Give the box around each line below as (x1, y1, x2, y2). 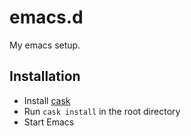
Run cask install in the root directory (23, 105, 181, 117)
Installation (9, 68, 81, 85)
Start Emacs (23, 116, 75, 128)
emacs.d (9, 6, 84, 29)
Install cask (23, 94, 71, 106)
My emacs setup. (9, 39, 81, 51)
